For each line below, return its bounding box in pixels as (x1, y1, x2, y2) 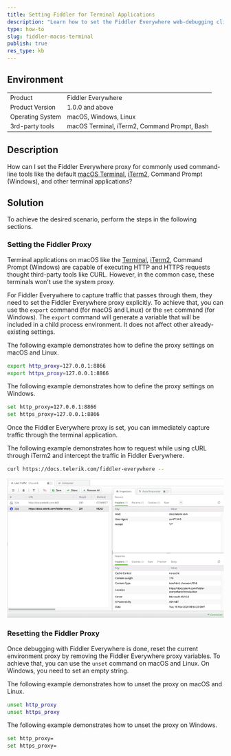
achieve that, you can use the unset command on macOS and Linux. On (7, 659, 210, 667)
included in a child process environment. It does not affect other (7, 320, 189, 328)
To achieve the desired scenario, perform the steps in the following (7, 215, 197, 223)
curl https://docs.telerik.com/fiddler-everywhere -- (7, 466, 165, 472)
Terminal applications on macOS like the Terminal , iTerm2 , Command (7, 255, 203, 263)
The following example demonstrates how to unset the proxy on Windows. (7, 721, 218, 729)
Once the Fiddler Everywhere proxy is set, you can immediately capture (7, 424, 210, 432)
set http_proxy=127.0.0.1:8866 (7, 404, 97, 410)
